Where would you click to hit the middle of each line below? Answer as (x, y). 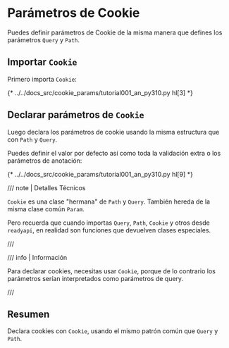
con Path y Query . (32, 139)
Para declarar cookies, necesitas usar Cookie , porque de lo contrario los (112, 271)
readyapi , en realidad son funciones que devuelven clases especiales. (109, 230)
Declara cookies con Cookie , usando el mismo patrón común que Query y (113, 331)
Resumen (29, 314)
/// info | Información (37, 257)
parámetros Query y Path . (43, 39)
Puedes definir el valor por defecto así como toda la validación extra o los (114, 153)
